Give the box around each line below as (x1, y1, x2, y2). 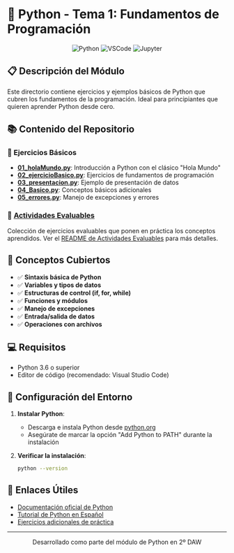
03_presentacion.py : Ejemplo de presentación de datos (17, 178, 179, 187)
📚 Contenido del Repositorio (7, 124, 134, 135)
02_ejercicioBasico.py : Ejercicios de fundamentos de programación (17, 171, 214, 179)
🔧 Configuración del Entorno (7, 391, 133, 403)
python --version (17, 465, 68, 472)
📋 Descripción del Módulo (7, 66, 125, 78)
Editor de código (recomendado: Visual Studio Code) (17, 371, 169, 379)
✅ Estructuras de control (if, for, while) (17, 288, 131, 297)
